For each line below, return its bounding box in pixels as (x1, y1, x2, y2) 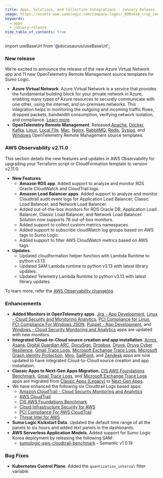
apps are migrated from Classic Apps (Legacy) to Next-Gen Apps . (12, 378, 144, 384)
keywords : (5, 16, 25, 21)
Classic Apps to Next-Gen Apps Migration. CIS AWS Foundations (12, 368, 145, 374)
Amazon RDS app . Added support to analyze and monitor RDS (19, 180, 145, 186)
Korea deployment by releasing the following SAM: (12, 435, 114, 441)
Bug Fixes (5, 452, 29, 459)
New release (5, 55, 35, 62)
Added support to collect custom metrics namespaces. (19, 222, 130, 227)
